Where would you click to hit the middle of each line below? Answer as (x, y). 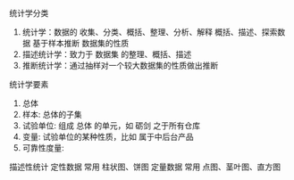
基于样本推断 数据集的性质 (81, 43)
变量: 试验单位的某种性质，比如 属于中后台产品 (108, 137)
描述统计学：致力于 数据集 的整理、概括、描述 (107, 54)
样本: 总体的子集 (52, 115)
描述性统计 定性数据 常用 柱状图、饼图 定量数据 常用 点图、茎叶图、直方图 (145, 167)
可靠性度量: (43, 148)
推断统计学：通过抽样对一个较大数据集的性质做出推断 (120, 65)
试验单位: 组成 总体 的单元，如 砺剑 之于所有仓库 (111, 126)
